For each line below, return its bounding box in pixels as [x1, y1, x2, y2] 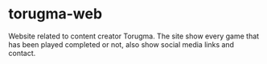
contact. [8, 48, 36, 58]
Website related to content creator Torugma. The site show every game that [8, 31, 260, 41]
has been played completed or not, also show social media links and [8, 39, 235, 49]
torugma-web [8, 5, 103, 23]
